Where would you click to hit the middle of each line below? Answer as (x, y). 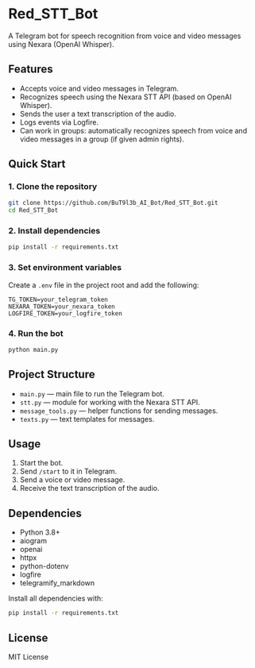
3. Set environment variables (65, 268)
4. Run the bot (36, 333)
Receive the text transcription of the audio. (90, 488)
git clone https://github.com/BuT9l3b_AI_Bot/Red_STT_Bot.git (113, 203)
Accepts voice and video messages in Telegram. (99, 88)
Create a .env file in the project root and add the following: (104, 285)
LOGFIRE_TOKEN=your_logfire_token (66, 313)
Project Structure (52, 375)
